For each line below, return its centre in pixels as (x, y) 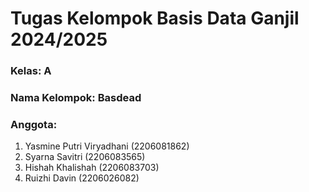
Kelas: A (31, 71)
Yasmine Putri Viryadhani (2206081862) (107, 146)
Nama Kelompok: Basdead (76, 98)
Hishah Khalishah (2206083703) (92, 168)
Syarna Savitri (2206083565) (85, 157)
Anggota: (34, 124)
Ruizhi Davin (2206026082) (82, 178)
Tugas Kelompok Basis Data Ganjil (155, 18)
